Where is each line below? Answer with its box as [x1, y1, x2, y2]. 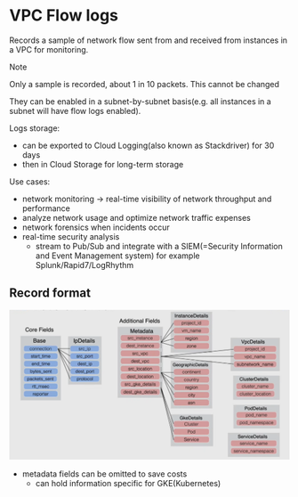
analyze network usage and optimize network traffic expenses [21, 212, 251, 223]
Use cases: [9, 175, 51, 187]
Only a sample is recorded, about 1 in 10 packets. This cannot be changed [9, 78, 280, 89]
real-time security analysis [21, 231, 120, 241]
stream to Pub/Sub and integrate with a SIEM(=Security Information [35, 240, 283, 251]
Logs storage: [9, 122, 60, 134]
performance [21, 202, 71, 214]
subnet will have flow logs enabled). [9, 105, 141, 116]
